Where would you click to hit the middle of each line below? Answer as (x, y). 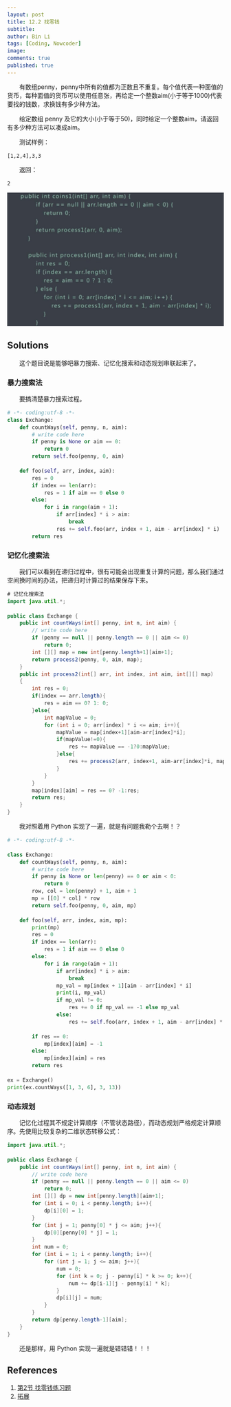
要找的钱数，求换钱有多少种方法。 (55, 104)
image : (16, 51)
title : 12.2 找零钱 (33, 22)
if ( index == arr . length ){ (69, 696)
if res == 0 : (51, 1036)
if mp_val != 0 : (79, 1000)
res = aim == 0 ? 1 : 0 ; (76, 703)
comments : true (29, 59)
